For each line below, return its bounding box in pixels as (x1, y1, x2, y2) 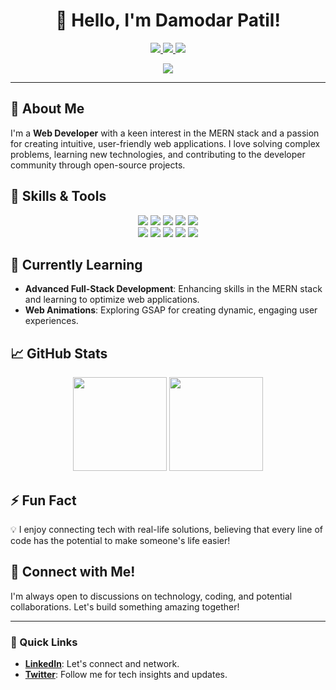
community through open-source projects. (10, 159, 186, 171)
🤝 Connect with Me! (10, 564, 136, 581)
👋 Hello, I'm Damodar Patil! (55, 9, 281, 32)
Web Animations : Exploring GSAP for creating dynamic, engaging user (24, 304, 318, 316)
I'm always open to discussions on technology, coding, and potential (10, 590, 293, 602)
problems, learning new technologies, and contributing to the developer (10, 148, 306, 160)
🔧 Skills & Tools (10, 188, 107, 205)
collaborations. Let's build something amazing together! (10, 600, 240, 613)
